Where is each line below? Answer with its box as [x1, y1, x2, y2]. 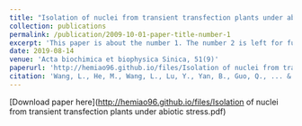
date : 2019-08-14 [9, 47, 75, 56]
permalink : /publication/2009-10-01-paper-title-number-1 [9, 30, 231, 39]
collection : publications [9, 22, 106, 31]
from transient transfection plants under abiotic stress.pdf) [9, 105, 226, 117]
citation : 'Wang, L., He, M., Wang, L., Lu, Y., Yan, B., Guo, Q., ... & [9, 72, 292, 81]
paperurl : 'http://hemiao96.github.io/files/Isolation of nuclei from [9, 64, 280, 73]
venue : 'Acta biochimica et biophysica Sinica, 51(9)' [9, 55, 219, 64]
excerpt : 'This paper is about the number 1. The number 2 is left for [9, 38, 283, 48]
